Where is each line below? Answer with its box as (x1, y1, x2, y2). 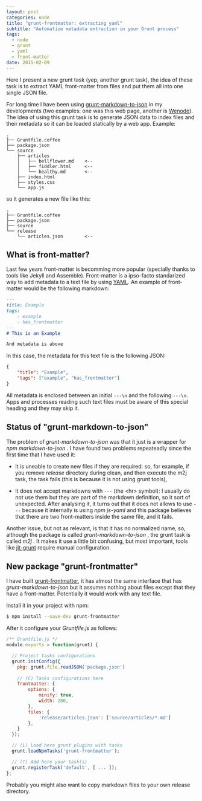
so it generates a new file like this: (6, 195, 91, 203)
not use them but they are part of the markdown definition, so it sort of (14, 493, 191, 501)
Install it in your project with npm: (6, 602, 89, 609)
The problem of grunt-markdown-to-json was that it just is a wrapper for (6, 438, 187, 445)
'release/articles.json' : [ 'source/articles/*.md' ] (38, 715, 171, 721)
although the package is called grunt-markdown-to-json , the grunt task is (6, 531, 191, 538)
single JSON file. (6, 89, 48, 96)
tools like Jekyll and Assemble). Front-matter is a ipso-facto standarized (6, 272, 186, 279)
